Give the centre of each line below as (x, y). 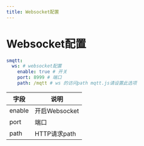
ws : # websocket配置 (37, 66)
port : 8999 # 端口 (39, 78)
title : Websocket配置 (33, 12)
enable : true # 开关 (42, 72)
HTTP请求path (55, 133)
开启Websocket (57, 111)
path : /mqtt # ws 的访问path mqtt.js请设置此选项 (77, 83)
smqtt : (15, 61)
